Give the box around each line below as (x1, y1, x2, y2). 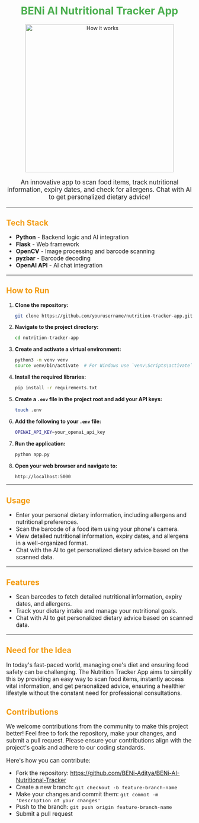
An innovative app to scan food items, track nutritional (20, 178, 179, 186)
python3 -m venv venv (14, 357, 69, 363)
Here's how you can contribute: (6, 757, 91, 764)
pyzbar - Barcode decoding (15, 255, 91, 262)
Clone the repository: (14, 301, 69, 309)
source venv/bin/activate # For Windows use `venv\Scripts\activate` (14, 363, 193, 369)
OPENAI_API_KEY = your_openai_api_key (14, 429, 105, 435)
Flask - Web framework (15, 241, 80, 248)
